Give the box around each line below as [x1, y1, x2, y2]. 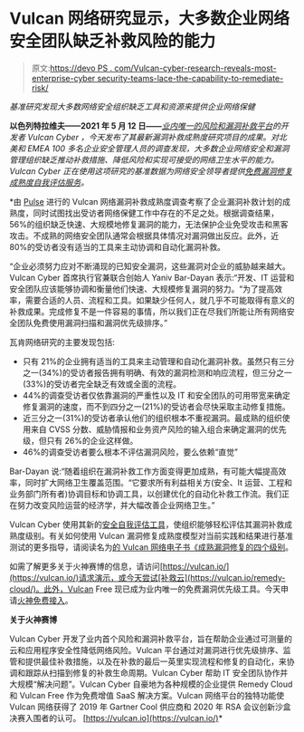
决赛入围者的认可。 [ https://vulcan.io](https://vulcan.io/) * [9, 712, 223, 723]
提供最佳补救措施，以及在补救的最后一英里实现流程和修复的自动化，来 [24, 656, 287, 667]
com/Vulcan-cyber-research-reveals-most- [114, 63, 278, 73]
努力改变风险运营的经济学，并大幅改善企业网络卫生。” [16, 499, 215, 510]
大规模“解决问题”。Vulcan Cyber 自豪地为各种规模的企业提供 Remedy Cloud [9, 679, 293, 689]
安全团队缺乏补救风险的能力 [9, 31, 216, 52]
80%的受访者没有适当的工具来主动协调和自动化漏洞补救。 [9, 241, 226, 252]
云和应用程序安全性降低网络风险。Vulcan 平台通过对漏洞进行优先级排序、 [9, 644, 283, 655]
